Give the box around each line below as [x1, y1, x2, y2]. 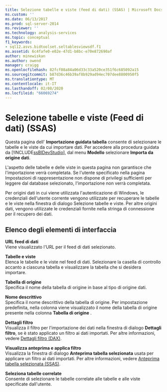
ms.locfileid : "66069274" [5, 91, 59, 96]
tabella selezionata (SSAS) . [5, 361, 61, 367]
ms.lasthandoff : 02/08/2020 [5, 86, 64, 91]
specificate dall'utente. [5, 381, 52, 387]
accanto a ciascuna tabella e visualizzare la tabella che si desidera [5, 264, 142, 270]
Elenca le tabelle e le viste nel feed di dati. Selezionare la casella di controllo [5, 259, 161, 265]
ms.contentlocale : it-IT [5, 81, 57, 86]
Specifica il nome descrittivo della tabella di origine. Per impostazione [5, 299, 148, 305]
